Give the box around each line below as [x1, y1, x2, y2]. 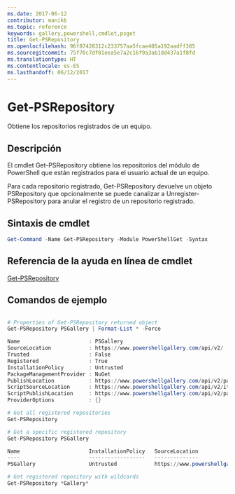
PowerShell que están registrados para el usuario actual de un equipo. [7, 169, 210, 177]
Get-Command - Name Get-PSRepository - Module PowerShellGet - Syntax [7, 236, 208, 243]
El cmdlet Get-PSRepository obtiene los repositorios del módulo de [7, 161, 200, 170]
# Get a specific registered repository [7, 428, 127, 435]
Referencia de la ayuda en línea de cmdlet [7, 255, 193, 267]
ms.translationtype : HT [7, 56, 77, 63]
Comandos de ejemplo [7, 294, 108, 306]
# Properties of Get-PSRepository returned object [7, 319, 158, 326]
